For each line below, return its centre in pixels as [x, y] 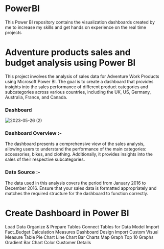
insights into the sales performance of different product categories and [77, 87]
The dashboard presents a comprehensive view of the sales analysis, [75, 144]
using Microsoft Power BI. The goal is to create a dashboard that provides [79, 81]
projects [13, 32]
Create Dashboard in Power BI [67, 213]
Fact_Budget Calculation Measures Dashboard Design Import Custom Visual [82, 232]
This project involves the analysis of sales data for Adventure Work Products [82, 76]
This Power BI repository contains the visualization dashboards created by [80, 22]
